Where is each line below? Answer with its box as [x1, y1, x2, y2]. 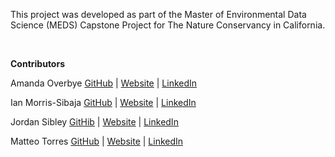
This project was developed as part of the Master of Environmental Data [10, 9, 307, 20]
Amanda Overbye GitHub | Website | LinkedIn [10, 77, 198, 89]
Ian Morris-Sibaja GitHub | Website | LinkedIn [10, 97, 197, 108]
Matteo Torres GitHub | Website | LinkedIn [10, 135, 184, 147]
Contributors [10, 58, 66, 69]
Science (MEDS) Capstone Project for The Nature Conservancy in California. [10, 19, 326, 31]
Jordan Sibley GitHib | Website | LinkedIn [10, 116, 179, 128]
